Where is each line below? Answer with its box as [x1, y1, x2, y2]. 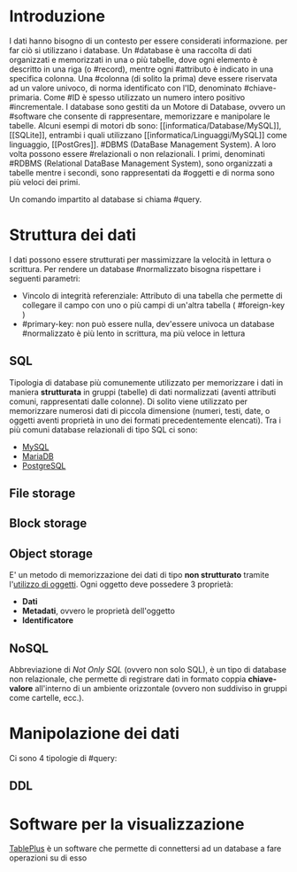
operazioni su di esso [9, 853, 88, 863]
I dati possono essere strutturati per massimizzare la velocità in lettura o [9, 254, 271, 265]
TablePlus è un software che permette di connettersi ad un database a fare [9, 844, 282, 854]
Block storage [9, 516, 88, 531]
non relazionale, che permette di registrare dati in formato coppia [9, 673, 247, 684]
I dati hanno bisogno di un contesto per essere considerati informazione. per [9, 35, 288, 46]
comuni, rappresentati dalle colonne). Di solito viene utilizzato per [9, 396, 248, 407]
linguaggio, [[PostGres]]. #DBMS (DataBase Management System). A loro [9, 139, 277, 150]
